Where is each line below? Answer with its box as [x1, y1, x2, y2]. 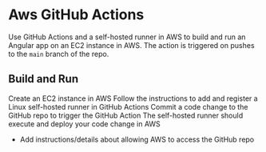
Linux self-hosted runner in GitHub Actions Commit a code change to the [8, 102, 248, 111]
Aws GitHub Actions [8, 6, 145, 24]
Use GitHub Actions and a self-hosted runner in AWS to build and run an [8, 32, 246, 42]
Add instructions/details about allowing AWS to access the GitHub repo [19, 134, 255, 144]
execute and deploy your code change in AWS [8, 118, 161, 129]
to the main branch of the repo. [8, 49, 109, 58]
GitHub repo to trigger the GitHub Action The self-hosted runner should [8, 110, 244, 120]
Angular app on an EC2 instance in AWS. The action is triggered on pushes [8, 40, 255, 50]
